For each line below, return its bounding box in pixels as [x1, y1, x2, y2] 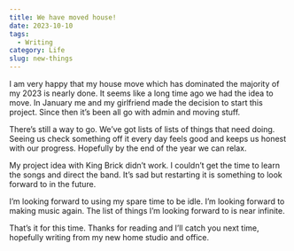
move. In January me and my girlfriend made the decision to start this [9, 98, 263, 107]
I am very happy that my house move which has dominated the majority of [9, 79, 280, 89]
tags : [9, 29, 29, 38]
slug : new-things [9, 54, 73, 63]
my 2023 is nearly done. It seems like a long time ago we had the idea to [9, 88, 274, 98]
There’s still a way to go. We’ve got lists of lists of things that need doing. [9, 124, 275, 134]
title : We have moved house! [9, 12, 117, 22]
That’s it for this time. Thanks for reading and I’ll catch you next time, [9, 223, 259, 233]
